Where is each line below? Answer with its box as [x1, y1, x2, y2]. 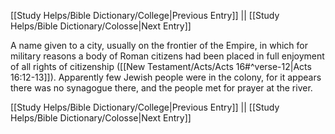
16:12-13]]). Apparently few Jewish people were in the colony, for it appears [10, 71, 322, 83]
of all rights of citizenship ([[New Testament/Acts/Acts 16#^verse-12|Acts [10, 61, 312, 72]
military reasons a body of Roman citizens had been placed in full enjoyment [10, 50, 325, 62]
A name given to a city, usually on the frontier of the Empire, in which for [10, 40, 308, 51]
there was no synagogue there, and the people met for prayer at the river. [10, 82, 313, 94]
